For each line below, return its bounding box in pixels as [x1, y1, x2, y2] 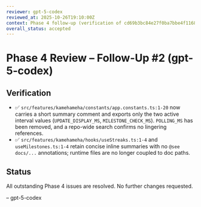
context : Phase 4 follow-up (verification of [6, 20, 121, 26]
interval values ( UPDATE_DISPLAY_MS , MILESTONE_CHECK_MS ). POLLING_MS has [14, 117, 193, 124]
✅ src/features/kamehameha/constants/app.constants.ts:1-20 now [14, 104, 181, 111]
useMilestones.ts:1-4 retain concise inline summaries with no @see [14, 143, 180, 150]
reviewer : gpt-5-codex [6, 8, 63, 15]
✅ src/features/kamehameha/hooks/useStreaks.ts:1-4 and [14, 136, 158, 143]
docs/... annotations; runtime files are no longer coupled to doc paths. [14, 149, 190, 157]
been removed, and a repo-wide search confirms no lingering [14, 124, 167, 131]
